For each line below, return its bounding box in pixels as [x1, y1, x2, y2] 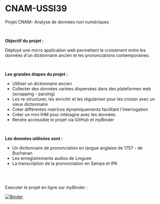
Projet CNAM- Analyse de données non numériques [5, 19, 109, 25]
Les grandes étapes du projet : [5, 71, 68, 77]
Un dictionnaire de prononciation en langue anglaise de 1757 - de [12, 145, 143, 151]
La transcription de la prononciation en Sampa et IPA [12, 160, 118, 166]
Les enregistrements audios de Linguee [12, 155, 91, 161]
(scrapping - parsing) [12, 91, 55, 97]
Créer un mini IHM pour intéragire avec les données [12, 111, 116, 117]
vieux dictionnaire [12, 101, 48, 107]
